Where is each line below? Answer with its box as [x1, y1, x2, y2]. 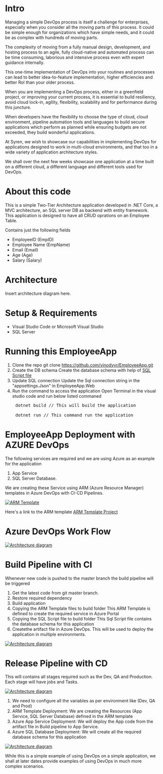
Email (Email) [12, 247, 38, 252]
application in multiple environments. [12, 631, 86, 637]
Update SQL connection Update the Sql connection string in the [12, 377, 140, 383]
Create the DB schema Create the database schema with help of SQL [12, 367, 151, 373]
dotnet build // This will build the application [15, 403, 136, 408]
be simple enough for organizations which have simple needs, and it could [5, 29, 154, 35]
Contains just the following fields [5, 227, 71, 233]
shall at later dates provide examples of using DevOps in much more [5, 758, 142, 764]
